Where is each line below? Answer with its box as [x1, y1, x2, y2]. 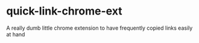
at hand [6, 30, 25, 38]
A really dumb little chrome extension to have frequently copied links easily [6, 24, 193, 31]
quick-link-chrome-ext [6, 4, 122, 18]
